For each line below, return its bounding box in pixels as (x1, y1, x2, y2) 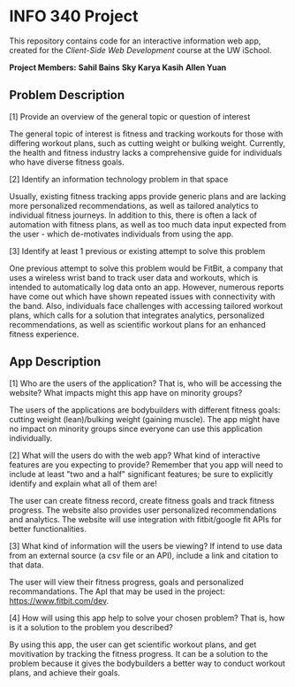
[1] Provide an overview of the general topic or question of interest (9, 111, 251, 121)
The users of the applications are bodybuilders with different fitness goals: (9, 405, 281, 415)
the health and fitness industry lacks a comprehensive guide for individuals (9, 147, 283, 158)
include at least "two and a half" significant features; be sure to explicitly (9, 468, 274, 479)
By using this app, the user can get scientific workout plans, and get (9, 639, 257, 650)
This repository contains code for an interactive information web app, (9, 35, 261, 46)
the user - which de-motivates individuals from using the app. (9, 228, 234, 239)
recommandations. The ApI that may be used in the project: (9, 586, 225, 597)
